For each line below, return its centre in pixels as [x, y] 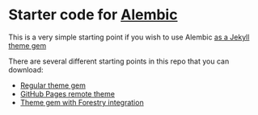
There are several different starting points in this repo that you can [119, 61]
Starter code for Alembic [93, 15]
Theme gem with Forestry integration [82, 102]
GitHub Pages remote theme [68, 93]
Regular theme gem [53, 85]
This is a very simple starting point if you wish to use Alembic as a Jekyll [129, 37]
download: [26, 69]
